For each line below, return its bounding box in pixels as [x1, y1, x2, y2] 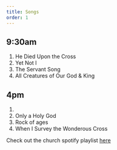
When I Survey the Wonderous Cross [15, 125, 108, 132]
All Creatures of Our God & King [15, 72, 95, 79]
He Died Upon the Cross [15, 53, 76, 60]
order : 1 [6, 15, 28, 21]
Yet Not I [15, 59, 38, 67]
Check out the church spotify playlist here [6, 137, 111, 144]
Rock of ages [15, 119, 48, 126]
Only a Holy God [15, 112, 56, 120]
